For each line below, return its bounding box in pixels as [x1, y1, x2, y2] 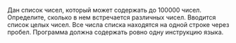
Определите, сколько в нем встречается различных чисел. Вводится [7, 13, 216, 21]
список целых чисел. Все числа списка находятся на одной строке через [7, 21, 230, 28]
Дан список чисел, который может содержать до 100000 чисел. [7, 6, 202, 14]
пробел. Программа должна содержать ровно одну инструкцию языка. [7, 28, 224, 36]
